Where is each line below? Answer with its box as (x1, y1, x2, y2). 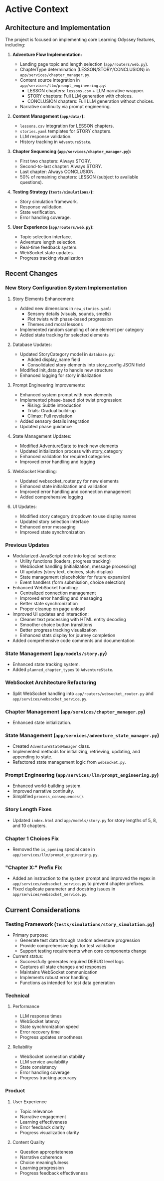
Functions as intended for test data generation (19, 980, 115, 986)
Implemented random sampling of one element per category (19, 327, 144, 333)
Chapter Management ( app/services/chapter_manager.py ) (5, 708, 146, 715)
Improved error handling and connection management (19, 489, 131, 495)
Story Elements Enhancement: (12, 296, 75, 302)
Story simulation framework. (19, 198, 78, 204)
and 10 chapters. (12, 823, 47, 829)
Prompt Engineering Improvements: (12, 382, 86, 388)
